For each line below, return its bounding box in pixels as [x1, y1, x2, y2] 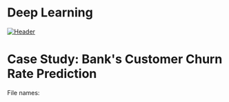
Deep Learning [7, 5, 93, 21]
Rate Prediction [7, 66, 97, 81]
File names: [7, 88, 40, 97]
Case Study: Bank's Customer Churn [7, 51, 223, 67]
